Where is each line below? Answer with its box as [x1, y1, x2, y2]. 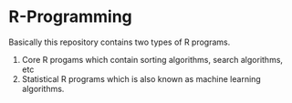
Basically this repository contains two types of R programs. [8, 36, 231, 47]
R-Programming [8, 6, 133, 27]
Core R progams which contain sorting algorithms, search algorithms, [21, 54, 284, 65]
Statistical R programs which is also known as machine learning [21, 73, 261, 84]
